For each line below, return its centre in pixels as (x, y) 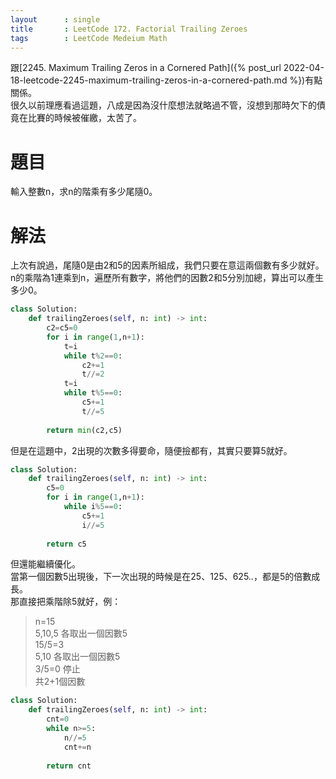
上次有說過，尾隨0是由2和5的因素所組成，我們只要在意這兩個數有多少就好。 (167, 265)
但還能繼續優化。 (45, 564)
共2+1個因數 (60, 682)
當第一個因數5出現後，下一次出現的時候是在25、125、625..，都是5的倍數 (161, 577)
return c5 (66, 544)
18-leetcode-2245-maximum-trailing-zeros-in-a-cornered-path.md (149, 80)
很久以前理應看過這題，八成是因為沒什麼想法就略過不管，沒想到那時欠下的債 (168, 105)
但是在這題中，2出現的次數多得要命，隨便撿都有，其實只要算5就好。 (151, 450)
